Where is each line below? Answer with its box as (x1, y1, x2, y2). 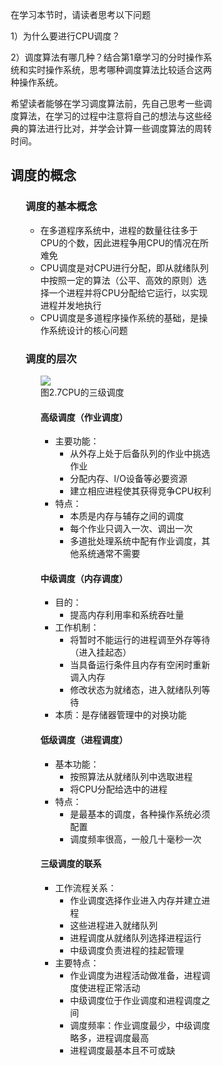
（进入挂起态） (70, 646, 132, 659)
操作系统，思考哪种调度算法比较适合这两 (45, 64, 213, 76)
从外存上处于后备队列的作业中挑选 (70, 448, 211, 460)
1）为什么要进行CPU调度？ (10, 30, 121, 42)
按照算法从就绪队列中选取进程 (70, 770, 194, 782)
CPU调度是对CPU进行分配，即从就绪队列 (40, 261, 209, 274)
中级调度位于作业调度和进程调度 (70, 994, 202, 1006)
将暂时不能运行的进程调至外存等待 (70, 634, 211, 646)
